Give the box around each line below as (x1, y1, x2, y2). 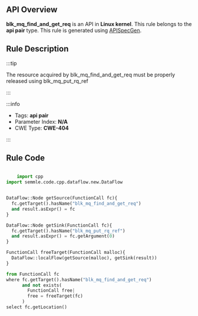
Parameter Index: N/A (14, 118, 68, 125)
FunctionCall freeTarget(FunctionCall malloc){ (6, 250, 126, 256)
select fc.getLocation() (6, 304, 67, 310)
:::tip (6, 59, 17, 67)
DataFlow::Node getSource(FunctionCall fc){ (6, 195, 118, 201)
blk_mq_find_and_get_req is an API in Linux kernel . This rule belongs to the (6, 20, 192, 27)
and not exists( (21, 282, 62, 288)
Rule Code (6, 153, 46, 163)
